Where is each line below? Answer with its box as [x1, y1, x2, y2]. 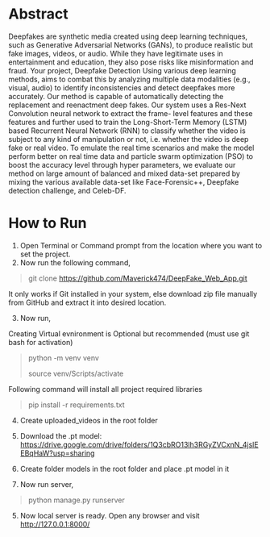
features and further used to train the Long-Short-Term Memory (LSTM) [8, 117, 247, 127]
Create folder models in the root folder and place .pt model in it [19, 464, 230, 473]
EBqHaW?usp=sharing [19, 448, 95, 458]
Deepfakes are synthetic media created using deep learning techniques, [8, 31, 248, 41]
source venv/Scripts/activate [27, 368, 124, 378]
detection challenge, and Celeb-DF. [8, 185, 127, 195]
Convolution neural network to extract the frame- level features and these [8, 108, 253, 118]
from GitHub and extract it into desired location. [8, 298, 167, 307]
